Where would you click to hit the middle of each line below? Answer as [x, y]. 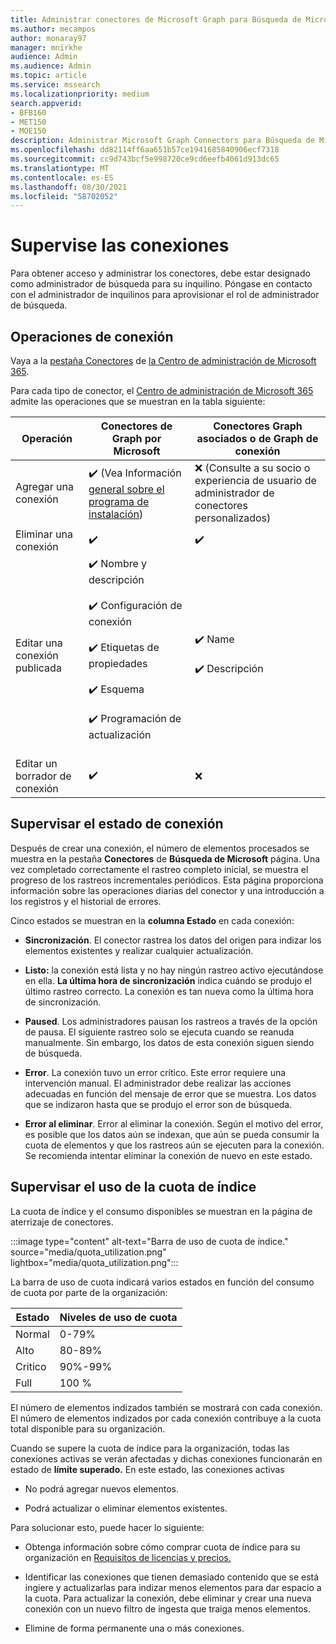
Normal [32, 1334]
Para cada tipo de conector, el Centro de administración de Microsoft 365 [162, 390]
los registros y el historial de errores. [86, 901]
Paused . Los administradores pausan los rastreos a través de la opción [171, 1021]
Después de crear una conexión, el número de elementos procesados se [160, 848]
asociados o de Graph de [257, 438]
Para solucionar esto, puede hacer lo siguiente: [107, 1527]
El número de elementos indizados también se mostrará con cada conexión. [166, 1407]
